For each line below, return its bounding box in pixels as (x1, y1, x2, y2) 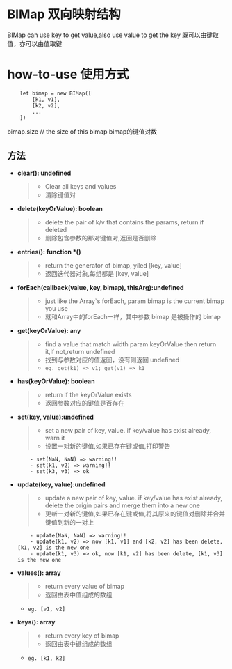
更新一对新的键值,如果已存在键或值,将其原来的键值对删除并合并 (44, 509, 226, 518)
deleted (44, 225, 67, 233)
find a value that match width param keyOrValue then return (44, 339, 217, 348)
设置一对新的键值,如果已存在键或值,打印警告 (44, 442, 171, 450)
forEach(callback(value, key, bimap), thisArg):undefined (17, 283, 184, 291)
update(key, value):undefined (17, 480, 106, 489)
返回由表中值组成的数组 (44, 590, 113, 599)
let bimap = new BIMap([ (19, 90, 92, 97)
